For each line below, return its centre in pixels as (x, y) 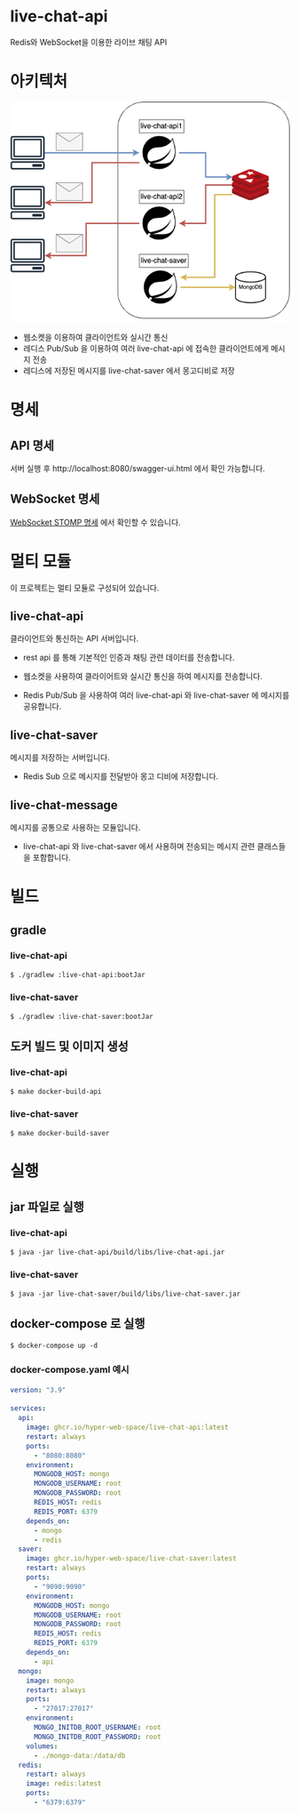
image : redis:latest (64, 1784)
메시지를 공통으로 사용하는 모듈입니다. (75, 828)
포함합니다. (52, 858)
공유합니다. (42, 706)
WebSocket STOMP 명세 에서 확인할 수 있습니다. (95, 522)
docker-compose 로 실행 (78, 1324)
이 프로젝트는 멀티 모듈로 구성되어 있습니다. (85, 588)
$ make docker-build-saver (60, 1134)
